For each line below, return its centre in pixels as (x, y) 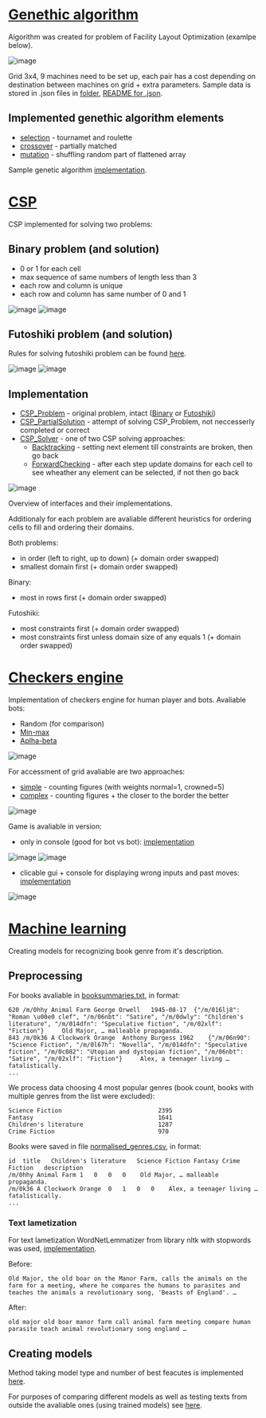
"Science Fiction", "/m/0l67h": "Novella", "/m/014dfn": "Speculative (128, 1045)
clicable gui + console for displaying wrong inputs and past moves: (130, 873)
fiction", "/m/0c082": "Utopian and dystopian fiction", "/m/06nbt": (126, 1052)
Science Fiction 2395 (90, 1110)
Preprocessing (45, 976)
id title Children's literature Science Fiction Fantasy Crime (124, 1161)
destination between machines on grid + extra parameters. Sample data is (129, 85)
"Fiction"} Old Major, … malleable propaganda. (96, 1030)
